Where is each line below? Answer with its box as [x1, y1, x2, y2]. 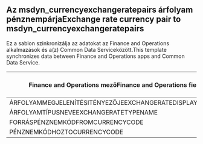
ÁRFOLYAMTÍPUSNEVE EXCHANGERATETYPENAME [9, 108, 158, 116]
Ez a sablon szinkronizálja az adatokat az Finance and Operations [6, 39, 170, 47]
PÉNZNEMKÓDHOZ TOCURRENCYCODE [9, 128, 124, 136]
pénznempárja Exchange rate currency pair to [6, 14, 181, 25]
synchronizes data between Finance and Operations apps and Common [6, 52, 185, 60]
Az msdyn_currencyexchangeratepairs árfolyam [6, 5, 193, 15]
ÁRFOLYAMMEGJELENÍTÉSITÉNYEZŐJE [9, 98, 124, 107]
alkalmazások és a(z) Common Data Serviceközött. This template [6, 46, 167, 53]
